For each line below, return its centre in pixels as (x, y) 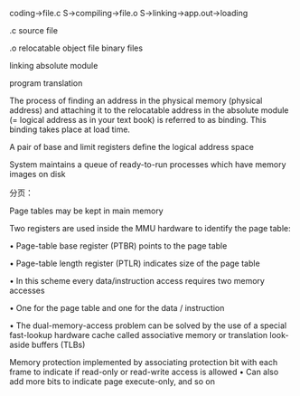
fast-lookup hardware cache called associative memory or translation (139, 335)
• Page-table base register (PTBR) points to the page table (118, 246)
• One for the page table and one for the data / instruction (117, 308)
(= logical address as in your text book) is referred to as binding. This (138, 120)
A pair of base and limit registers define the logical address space (132, 147)
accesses (27, 290)
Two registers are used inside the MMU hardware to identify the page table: (150, 228)
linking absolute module (54, 66)
